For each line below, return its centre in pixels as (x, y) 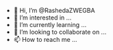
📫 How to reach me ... (45, 40)
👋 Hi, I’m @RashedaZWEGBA (54, 10)
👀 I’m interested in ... (42, 18)
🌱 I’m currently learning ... (50, 25)
